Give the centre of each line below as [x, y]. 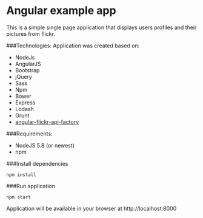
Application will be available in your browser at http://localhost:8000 [92, 208]
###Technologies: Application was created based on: [73, 46]
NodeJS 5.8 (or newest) [45, 145]
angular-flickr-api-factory [47, 121]
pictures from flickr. [31, 33]
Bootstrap [27, 70]
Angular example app [61, 11]
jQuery [23, 77]
